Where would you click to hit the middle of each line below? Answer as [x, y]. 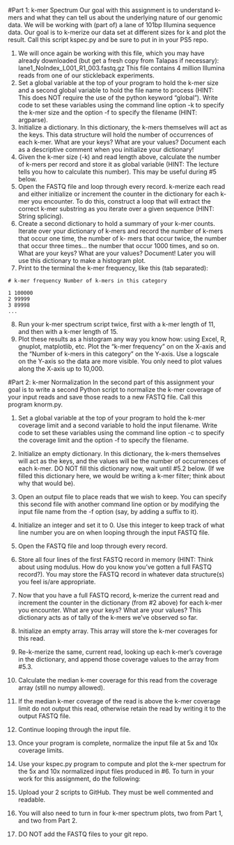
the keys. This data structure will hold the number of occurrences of [116, 135]
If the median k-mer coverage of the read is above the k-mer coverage [119, 701]
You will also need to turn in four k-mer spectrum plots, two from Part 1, [120, 813]
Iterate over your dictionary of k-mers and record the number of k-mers [120, 231]
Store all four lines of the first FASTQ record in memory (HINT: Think [116, 559]
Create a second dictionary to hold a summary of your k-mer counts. [116, 223]
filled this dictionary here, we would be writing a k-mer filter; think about [122, 476]
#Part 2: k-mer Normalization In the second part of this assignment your [111, 382]
